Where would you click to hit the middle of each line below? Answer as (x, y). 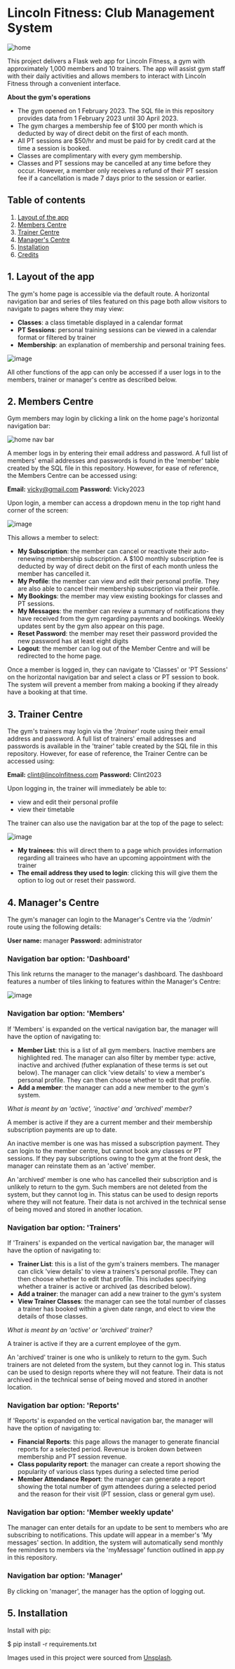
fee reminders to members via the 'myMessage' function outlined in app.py (116, 1550)
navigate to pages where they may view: (66, 308)
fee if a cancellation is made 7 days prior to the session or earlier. (112, 178)
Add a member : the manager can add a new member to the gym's (113, 1087)
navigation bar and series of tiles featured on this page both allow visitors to (117, 301)
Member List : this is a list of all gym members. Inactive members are (116, 1050)
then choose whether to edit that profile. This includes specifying (112, 1278)
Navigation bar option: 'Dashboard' (69, 959)
